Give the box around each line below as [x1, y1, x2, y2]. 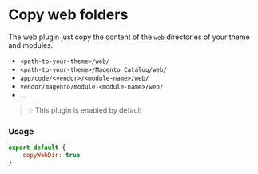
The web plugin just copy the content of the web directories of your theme [8, 32, 250, 42]
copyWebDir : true [22, 152, 81, 160]
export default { [8, 144, 66, 152]
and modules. [8, 40, 54, 49]
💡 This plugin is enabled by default [27, 105, 142, 115]
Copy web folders [8, 6, 129, 24]
